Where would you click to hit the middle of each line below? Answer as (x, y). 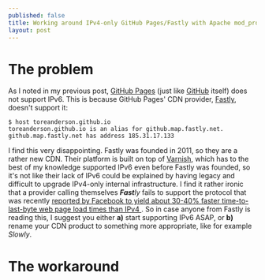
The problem (51, 69)
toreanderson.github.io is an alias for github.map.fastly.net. (116, 129)
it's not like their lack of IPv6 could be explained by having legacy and (121, 176)
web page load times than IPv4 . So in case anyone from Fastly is (145, 209)
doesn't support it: (38, 108)
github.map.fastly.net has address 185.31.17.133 (91, 136)
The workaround (64, 266)
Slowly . (20, 234)
